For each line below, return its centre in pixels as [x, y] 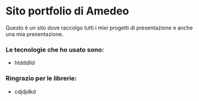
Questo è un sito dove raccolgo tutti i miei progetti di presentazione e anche [99, 28]
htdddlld [25, 63]
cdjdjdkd [25, 91]
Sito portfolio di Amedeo [67, 11]
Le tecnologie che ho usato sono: [55, 49]
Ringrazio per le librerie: [41, 78]
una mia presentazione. [34, 34]
